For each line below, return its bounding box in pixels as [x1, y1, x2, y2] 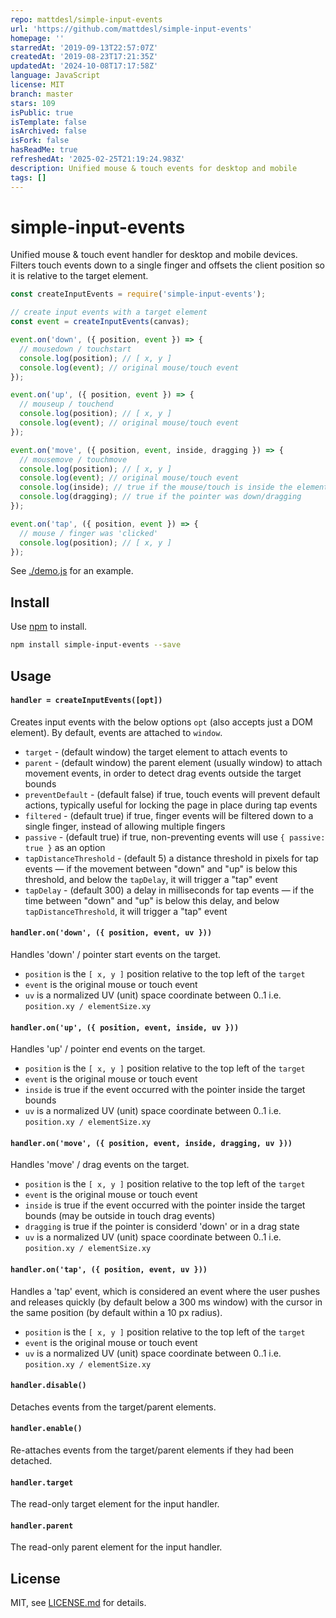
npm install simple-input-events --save [10, 640, 182, 650]
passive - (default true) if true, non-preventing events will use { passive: [24, 831, 326, 843]
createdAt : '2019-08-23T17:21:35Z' [10, 52, 159, 62]
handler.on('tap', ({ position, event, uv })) [10, 1264, 208, 1275]
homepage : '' [10, 33, 65, 43]
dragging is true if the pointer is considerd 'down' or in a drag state [24, 1221, 300, 1233]
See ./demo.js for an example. [10, 565, 134, 577]
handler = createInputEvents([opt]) [10, 696, 163, 706]
